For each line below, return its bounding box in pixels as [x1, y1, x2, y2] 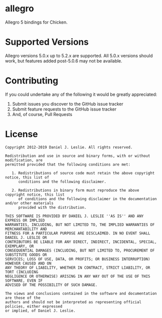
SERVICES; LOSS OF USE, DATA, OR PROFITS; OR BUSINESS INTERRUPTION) [5, 257, 151, 261]
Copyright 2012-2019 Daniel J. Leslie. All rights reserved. [5, 145, 133, 150]
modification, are [5, 158, 43, 163]
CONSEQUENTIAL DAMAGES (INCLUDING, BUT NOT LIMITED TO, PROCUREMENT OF [5, 248, 155, 253]
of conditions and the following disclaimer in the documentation [18, 196, 157, 202]
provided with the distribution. [18, 205, 87, 210]
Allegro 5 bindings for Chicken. [5, 19, 68, 25]
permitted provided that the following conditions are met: [5, 162, 131, 167]
